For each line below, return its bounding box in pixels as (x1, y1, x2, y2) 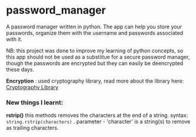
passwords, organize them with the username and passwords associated (6, 29, 184, 36)
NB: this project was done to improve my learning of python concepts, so (6, 47, 184, 54)
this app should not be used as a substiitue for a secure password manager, (6, 53, 190, 60)
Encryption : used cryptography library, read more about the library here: (6, 77, 184, 84)
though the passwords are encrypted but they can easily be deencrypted (6, 60, 184, 67)
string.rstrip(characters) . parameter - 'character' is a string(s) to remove (6, 118, 191, 125)
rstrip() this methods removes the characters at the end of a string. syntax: (6, 112, 188, 119)
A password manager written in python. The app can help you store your (6, 23, 182, 30)
